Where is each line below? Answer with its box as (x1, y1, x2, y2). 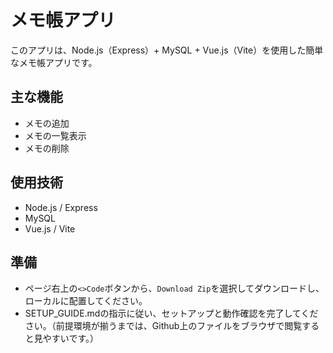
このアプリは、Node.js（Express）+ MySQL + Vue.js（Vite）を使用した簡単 (10, 44, 324, 56)
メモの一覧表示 (24, 129, 87, 141)
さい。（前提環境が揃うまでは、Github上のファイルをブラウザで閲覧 (24, 320, 303, 332)
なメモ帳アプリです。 (10, 56, 98, 68)
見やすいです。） (33, 332, 99, 345)
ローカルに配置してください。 (24, 295, 148, 307)
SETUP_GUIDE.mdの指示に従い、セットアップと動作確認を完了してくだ (24, 307, 319, 320)
